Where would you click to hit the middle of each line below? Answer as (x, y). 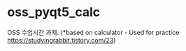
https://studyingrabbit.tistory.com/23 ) (62, 40)
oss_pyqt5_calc (54, 12)
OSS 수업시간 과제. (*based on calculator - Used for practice (93, 32)
